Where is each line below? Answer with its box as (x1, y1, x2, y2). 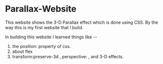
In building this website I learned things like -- (5, 34, 97, 40)
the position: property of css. (12, 43, 71, 49)
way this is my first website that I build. (5, 24, 84, 30)
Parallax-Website (5, 3, 77, 15)
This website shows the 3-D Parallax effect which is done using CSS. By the (5, 19, 158, 25)
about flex (12, 48, 33, 54)
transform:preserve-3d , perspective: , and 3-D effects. (12, 53, 124, 59)
